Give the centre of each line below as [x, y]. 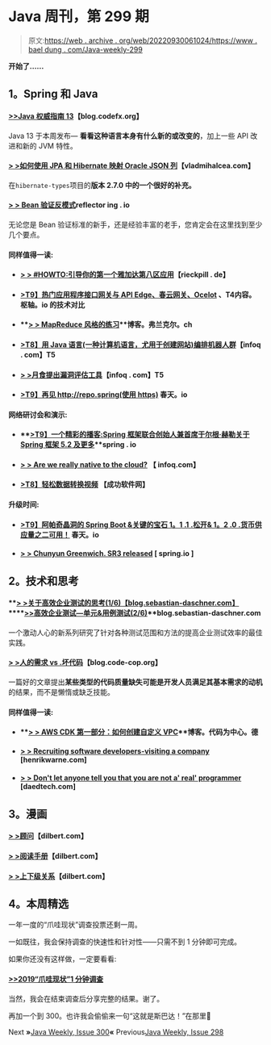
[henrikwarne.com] [53, 759]
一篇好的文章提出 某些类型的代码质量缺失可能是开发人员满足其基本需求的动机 [135, 682]
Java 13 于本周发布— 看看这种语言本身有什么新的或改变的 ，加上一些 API [128, 136]
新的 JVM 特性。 [50, 145]
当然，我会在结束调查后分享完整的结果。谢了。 [86, 998]
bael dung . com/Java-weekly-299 [85, 49]
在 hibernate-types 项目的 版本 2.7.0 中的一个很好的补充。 [102, 185]
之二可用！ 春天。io [67, 534]
